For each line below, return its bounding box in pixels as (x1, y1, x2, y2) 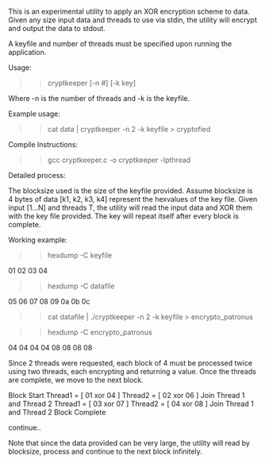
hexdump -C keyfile (47, 250, 113, 260)
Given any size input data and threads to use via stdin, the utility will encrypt (8, 15, 258, 25)
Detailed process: (8, 171, 66, 180)
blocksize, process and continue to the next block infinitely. (8, 447, 202, 456)
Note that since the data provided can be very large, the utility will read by (8, 439, 250, 447)
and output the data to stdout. (8, 24, 106, 33)
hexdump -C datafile (47, 281, 115, 291)
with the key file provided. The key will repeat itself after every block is (8, 211, 240, 221)
